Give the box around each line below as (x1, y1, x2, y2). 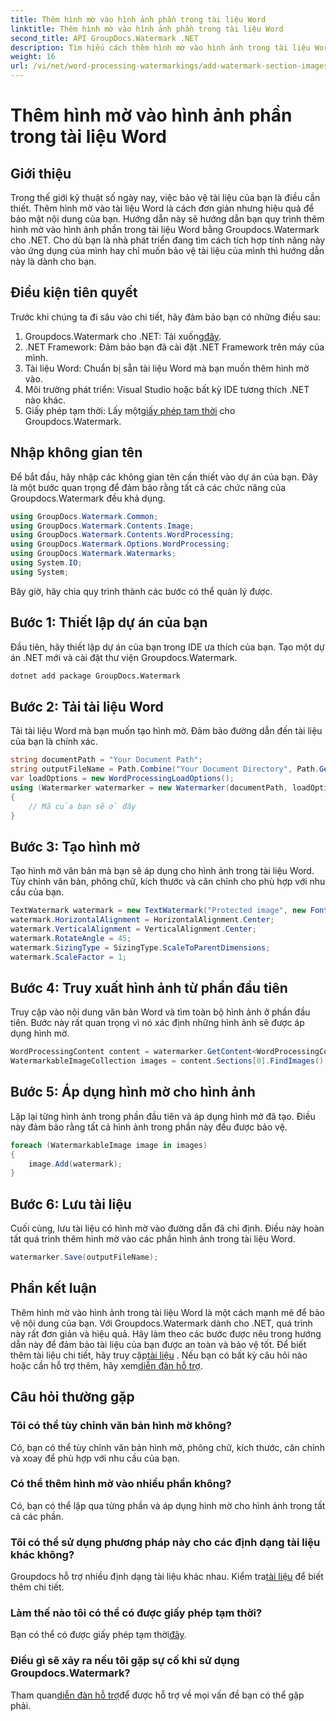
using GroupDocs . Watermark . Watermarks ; (10, 549, 177, 559)
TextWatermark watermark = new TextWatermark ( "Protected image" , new (10, 906, 307, 916)
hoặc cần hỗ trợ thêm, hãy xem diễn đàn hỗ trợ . (10, 1359, 203, 1371)
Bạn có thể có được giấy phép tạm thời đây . (10, 1629, 187, 1641)
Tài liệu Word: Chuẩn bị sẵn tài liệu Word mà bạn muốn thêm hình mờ (24, 362, 310, 374)
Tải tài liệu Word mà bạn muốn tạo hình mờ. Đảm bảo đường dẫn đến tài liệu (10, 725, 323, 737)
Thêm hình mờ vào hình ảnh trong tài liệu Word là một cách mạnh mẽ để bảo (10, 1306, 325, 1318)
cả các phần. (10, 1510, 64, 1522)
